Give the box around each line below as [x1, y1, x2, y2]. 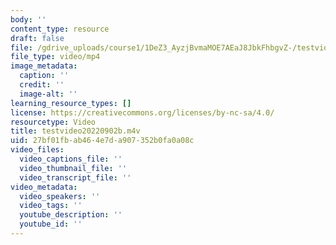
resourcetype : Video [10, 117, 97, 127]
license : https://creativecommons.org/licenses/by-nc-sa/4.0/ [10, 107, 275, 118]
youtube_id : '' [19, 219, 83, 230]
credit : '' [19, 80, 65, 90]
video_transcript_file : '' [19, 172, 132, 183]
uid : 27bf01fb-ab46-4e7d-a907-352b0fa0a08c [10, 136, 195, 146]
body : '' [10, 14, 47, 25]
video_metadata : [10, 182, 78, 192]
